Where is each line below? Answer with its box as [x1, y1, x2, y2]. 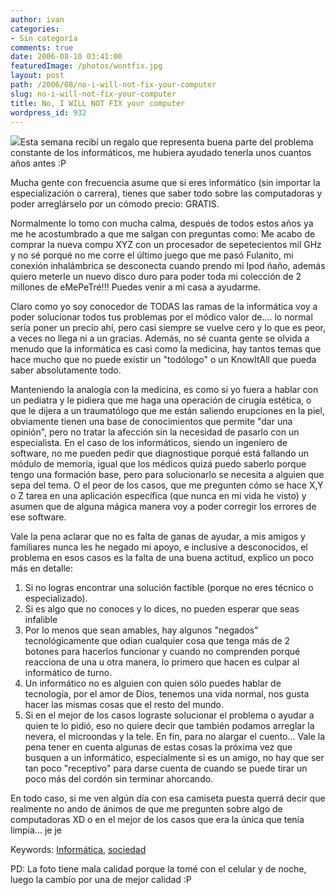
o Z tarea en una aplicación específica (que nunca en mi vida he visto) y [10, 490, 307, 502]
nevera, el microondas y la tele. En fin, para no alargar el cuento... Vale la [24, 731, 326, 743]
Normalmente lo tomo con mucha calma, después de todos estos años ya [10, 217, 314, 230]
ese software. [10, 511, 67, 523]
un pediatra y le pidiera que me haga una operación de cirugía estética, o [10, 394, 312, 406]
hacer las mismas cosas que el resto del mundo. [24, 699, 225, 711]
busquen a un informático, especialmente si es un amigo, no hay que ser [24, 752, 325, 764]
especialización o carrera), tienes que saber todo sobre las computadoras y [10, 187, 323, 200]
